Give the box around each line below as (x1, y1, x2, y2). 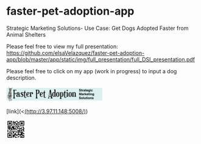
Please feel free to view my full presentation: (6, 43, 119, 50)
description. (6, 74, 37, 81)
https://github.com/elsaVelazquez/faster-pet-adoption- (6, 49, 145, 56)
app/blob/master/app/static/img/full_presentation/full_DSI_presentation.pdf (6, 56, 196, 63)
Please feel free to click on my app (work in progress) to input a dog (6, 67, 177, 74)
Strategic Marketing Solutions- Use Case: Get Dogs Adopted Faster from (6, 24, 189, 32)
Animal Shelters (6, 31, 46, 38)
